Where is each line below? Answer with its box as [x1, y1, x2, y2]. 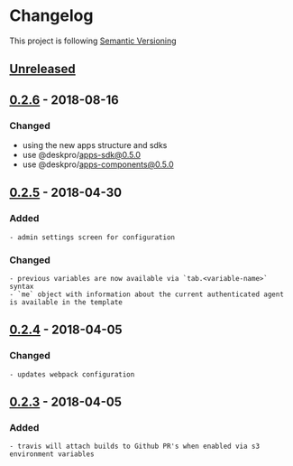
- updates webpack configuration [9, 369, 135, 379]
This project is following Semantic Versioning [9, 35, 178, 46]
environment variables [9, 450, 95, 459]
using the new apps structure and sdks [22, 140, 168, 151]
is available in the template [9, 298, 124, 307]
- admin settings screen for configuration [9, 232, 176, 242]
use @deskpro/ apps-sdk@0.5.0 [22, 150, 142, 161]
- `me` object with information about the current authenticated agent [9, 290, 284, 299]
